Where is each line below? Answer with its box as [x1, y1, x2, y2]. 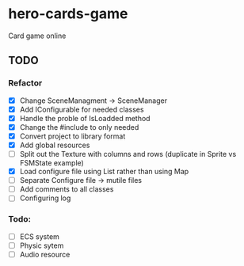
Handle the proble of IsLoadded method [19, 113, 151, 123]
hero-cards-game [8, 5, 128, 23]
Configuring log [19, 193, 71, 203]
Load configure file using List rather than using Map [19, 167, 189, 177]
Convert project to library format [19, 131, 126, 141]
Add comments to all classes [19, 184, 114, 194]
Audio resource [19, 249, 71, 259]
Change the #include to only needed [19, 122, 139, 131]
